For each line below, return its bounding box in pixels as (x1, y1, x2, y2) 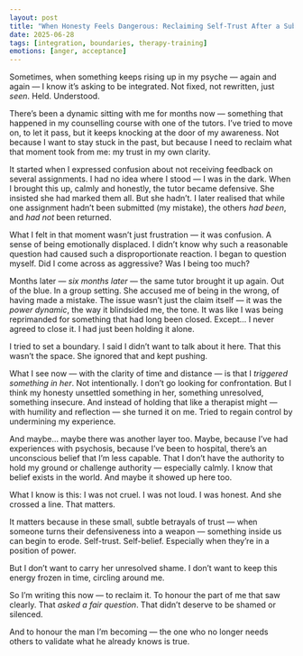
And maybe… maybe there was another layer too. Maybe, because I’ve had (9, 434, 289, 445)
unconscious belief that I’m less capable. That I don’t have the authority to (9, 453, 285, 464)
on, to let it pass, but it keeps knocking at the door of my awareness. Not (9, 127, 280, 138)
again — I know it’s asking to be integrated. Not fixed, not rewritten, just (9, 81, 275, 92)
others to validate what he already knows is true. (9, 636, 190, 647)
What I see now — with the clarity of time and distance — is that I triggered (9, 368, 289, 379)
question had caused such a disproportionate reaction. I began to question (9, 249, 287, 260)
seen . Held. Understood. (9, 91, 101, 102)
